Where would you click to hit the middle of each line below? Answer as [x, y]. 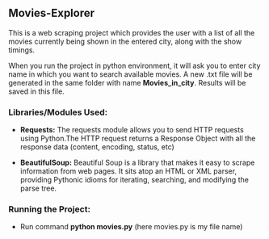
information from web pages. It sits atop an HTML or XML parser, [128, 171]
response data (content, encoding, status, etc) [97, 147]
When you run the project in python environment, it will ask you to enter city [134, 65]
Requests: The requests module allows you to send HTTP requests [132, 130]
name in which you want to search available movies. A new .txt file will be [130, 74]
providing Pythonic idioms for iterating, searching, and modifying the [134, 180]
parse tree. [38, 188]
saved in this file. [36, 91]
